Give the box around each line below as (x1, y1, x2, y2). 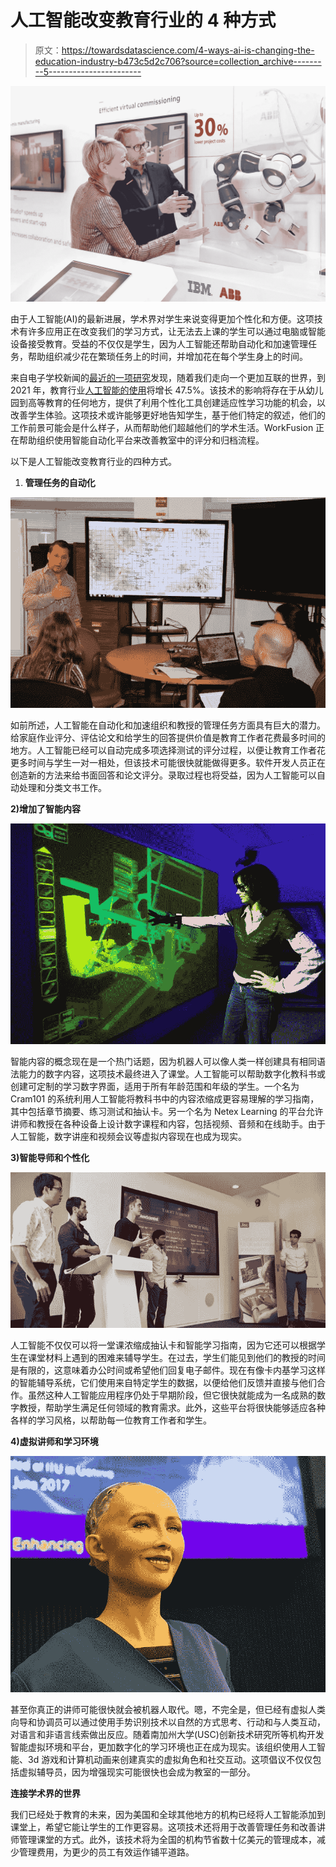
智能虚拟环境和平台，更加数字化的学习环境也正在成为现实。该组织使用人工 (10, 1741, 317, 1753)
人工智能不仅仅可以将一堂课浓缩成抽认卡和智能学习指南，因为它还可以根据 (10, 1339, 317, 1351)
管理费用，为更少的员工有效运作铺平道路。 (18, 1846, 195, 1858)
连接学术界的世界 (10, 1787, 81, 1799)
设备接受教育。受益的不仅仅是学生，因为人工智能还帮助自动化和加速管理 (10, 338, 308, 350)
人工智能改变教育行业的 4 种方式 (10, 9, 277, 32)
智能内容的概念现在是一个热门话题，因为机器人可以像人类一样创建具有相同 (10, 1055, 317, 1067)
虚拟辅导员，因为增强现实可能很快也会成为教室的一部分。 (18, 1766, 256, 1778)
